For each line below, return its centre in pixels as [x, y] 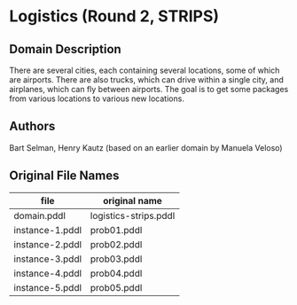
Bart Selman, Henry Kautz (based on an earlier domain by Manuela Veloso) [146, 147]
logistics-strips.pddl [133, 215]
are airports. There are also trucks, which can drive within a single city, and [146, 80]
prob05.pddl [116, 287]
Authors [32, 126]
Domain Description [65, 49]
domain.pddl [40, 215]
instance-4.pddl [48, 273]
